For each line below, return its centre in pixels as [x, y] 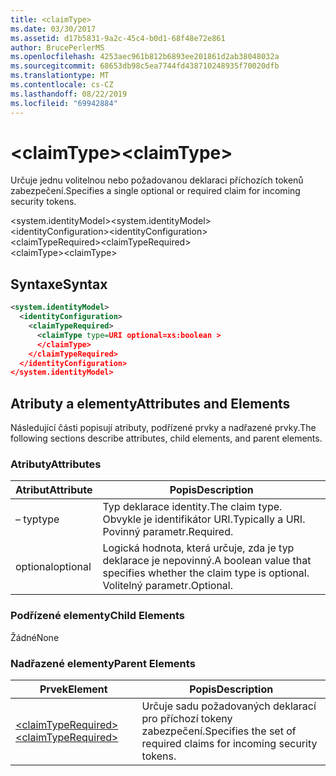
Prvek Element [73, 689]
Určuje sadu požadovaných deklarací [229, 706]
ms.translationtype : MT [60, 76]
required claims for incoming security [229, 743]
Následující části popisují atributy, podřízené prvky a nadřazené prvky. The [163, 428]
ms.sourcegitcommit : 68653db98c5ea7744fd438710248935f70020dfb [145, 66]
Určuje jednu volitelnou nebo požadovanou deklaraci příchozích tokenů [157, 180]
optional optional [53, 567]
